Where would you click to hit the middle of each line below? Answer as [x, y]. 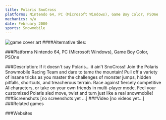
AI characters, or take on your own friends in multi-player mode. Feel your [81, 88]
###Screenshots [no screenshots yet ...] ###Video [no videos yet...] [75, 98]
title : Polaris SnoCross [31, 10]
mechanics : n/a [21, 19]
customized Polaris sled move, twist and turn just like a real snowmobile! [79, 93]
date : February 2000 [27, 24]
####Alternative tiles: [64, 42]
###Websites [19, 113]
